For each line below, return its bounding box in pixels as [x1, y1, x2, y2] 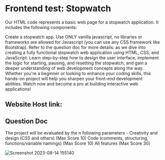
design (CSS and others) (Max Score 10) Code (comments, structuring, [5, 135, 149, 141]
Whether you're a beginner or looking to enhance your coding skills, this [5, 70, 151, 76]
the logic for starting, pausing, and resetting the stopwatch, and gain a [5, 60, 147, 66]
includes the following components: [5, 24, 78, 30]
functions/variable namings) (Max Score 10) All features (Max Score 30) [5, 140, 151, 146]
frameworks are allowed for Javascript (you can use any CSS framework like [5, 39, 160, 45]
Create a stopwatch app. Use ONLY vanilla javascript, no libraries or [5, 34, 142, 40]
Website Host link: [5, 100, 62, 108]
